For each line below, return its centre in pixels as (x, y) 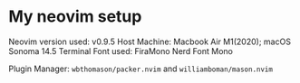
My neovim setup (75, 17)
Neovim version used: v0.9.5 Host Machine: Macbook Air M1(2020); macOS (150, 41)
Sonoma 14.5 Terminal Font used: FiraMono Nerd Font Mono (121, 51)
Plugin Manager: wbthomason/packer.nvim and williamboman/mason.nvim (141, 69)
